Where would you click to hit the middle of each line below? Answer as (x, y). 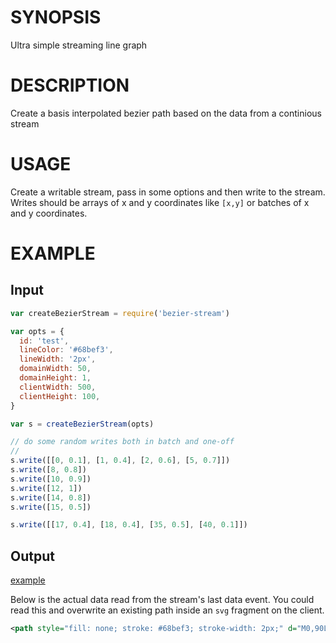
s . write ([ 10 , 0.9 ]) (51, 479)
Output (32, 556)
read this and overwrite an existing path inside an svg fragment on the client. (167, 610)
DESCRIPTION (70, 85)
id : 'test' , (44, 341)
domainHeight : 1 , (55, 378)
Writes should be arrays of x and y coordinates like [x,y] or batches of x (160, 202)
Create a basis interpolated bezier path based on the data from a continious (166, 113)
